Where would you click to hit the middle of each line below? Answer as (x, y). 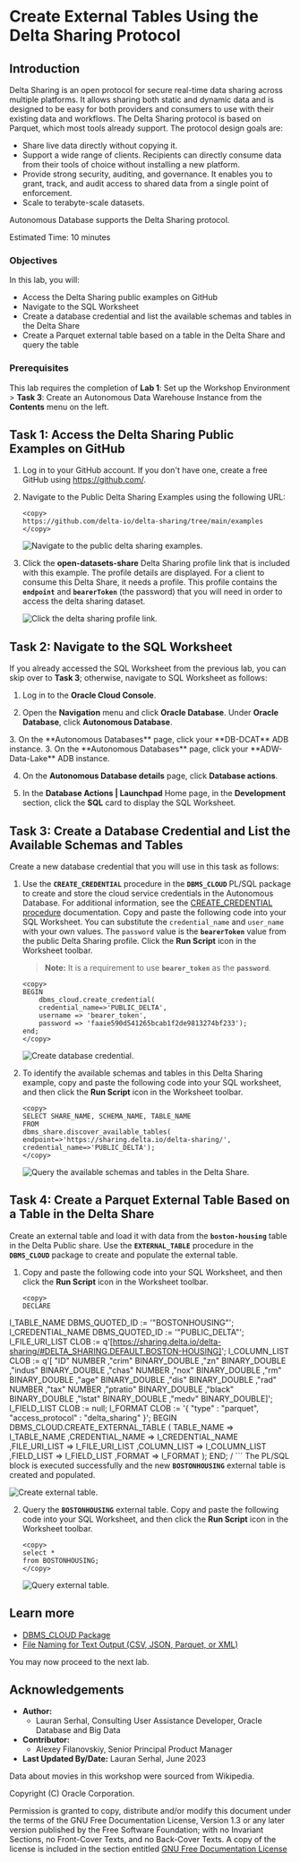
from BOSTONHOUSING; (60, 1560)
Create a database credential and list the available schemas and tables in (157, 316)
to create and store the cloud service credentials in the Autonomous (148, 894)
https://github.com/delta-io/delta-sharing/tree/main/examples (143, 521)
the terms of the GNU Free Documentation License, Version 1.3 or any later (147, 1821)
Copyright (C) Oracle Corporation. (72, 1794)
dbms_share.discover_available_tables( (97, 1132)
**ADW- (266, 749)
